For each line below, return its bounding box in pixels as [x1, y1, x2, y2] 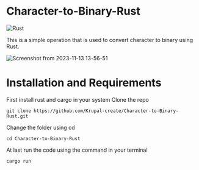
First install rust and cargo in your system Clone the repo [6, 96, 150, 103]
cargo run [6, 158, 32, 164]
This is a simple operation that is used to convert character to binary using [6, 36, 194, 43]
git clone [6, 108, 32, 114]
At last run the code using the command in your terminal [6, 146, 148, 154]
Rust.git [6, 113, 29, 119]
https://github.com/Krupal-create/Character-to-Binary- [33, 108, 179, 114]
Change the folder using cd [6, 124, 75, 131]
